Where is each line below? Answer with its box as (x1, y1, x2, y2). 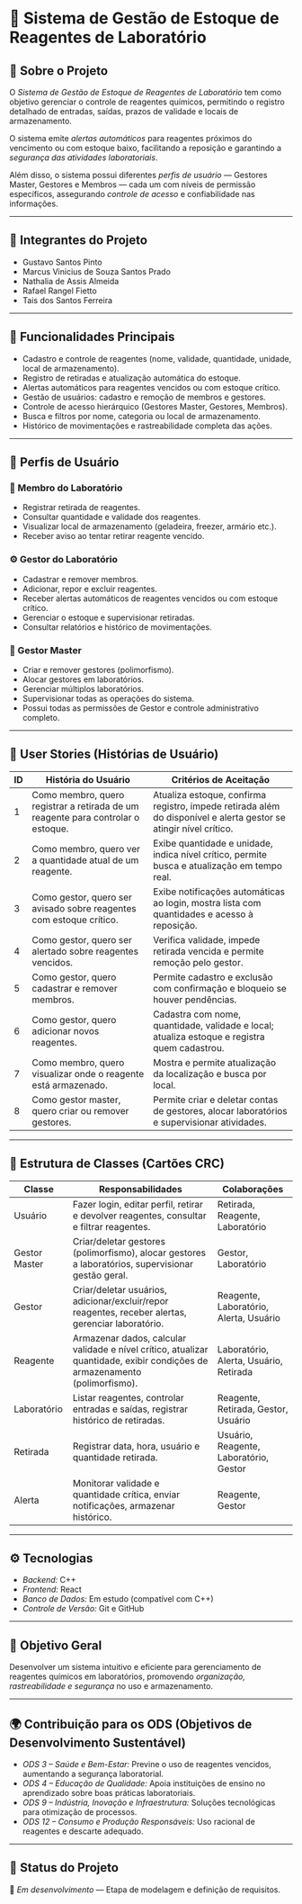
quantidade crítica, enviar (72, 1488, 181, 1501)
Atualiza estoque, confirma (152, 788, 267, 801)
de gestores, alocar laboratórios (152, 1104, 288, 1117)
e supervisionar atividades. (152, 1116, 267, 1128)
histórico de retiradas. (72, 1414, 165, 1426)
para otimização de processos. (22, 1806, 138, 1817)
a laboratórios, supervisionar (72, 1257, 194, 1270)
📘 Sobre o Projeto (9, 63, 109, 78)
